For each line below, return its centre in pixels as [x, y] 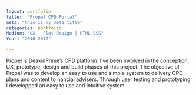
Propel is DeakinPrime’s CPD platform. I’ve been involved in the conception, [98, 60]
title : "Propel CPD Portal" [42, 17]
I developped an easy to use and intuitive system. [66, 85]
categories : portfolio [34, 28]
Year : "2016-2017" [29, 39]
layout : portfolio [29, 11]
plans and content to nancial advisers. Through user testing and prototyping [98, 79]
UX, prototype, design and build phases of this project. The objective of [93, 67]
